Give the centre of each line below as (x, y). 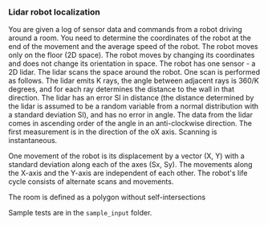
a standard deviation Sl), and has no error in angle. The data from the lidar (130, 115)
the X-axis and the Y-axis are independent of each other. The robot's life (128, 173)
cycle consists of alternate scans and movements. (91, 182)
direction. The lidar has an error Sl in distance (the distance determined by (131, 98)
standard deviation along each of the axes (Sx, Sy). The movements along (130, 165)
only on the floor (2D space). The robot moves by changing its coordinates (132, 55)
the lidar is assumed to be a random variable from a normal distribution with (134, 106)
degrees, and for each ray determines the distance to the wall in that (122, 89)
